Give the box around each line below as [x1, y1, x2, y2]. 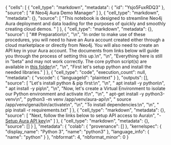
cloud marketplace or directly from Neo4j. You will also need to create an [5, 42, 159, 48]
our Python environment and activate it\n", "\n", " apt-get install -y [5, 91, 144, 97]
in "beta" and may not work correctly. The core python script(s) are [5, 59, 147, 64]
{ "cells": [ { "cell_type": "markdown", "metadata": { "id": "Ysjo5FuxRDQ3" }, [5, 5, 165, 10]
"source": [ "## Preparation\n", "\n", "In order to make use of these [5, 32, 146, 37]
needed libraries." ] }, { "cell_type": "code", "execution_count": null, [5, 69, 146, 75]
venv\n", [5, 96, 23, 102]
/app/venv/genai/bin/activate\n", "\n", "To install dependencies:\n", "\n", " [5, 102, 159, 107]
